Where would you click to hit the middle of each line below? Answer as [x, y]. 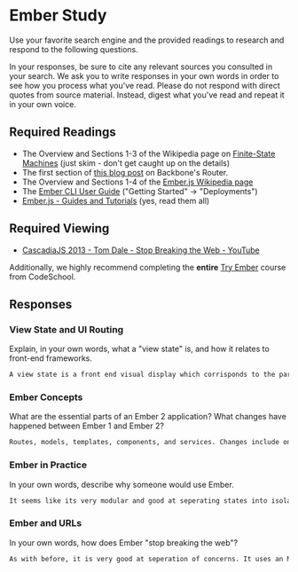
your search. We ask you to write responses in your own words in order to [144, 75]
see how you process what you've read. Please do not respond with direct [145, 85]
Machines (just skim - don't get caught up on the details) [126, 163]
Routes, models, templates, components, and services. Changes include [144, 443]
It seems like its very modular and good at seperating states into [138, 501]
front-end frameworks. [51, 358]
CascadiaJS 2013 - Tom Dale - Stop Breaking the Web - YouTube [141, 250]
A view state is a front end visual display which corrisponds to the [142, 375]
